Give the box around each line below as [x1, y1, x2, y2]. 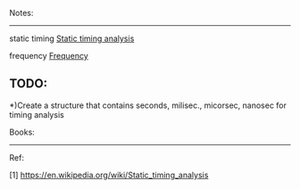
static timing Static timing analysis [9, 33, 135, 44]
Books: [9, 127, 36, 137]
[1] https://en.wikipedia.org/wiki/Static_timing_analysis [9, 169, 209, 180]
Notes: [9, 8, 34, 18]
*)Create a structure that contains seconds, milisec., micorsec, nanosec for [9, 100, 287, 111]
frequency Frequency [9, 51, 89, 61]
